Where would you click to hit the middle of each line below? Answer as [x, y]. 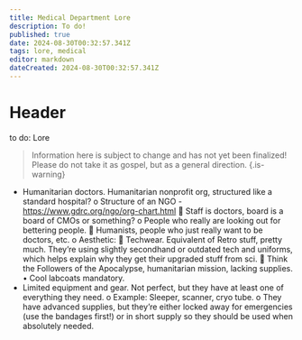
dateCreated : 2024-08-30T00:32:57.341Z [84, 69]
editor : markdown [42, 60]
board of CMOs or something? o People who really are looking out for [151, 220]
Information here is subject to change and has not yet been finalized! [159, 155]
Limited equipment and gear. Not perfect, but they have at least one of [153, 287]
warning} [48, 174]
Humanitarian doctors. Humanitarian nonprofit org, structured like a [147, 191]
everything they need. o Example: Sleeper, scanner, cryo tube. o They [152, 297]
